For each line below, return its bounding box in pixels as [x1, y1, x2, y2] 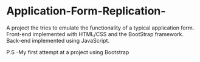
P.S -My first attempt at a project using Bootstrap [6, 48, 129, 55]
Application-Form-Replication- [6, 4, 166, 18]
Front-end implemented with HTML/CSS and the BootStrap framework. [6, 30, 184, 37]
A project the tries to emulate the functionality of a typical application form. [6, 24, 195, 31]
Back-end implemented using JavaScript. [6, 37, 110, 44]
